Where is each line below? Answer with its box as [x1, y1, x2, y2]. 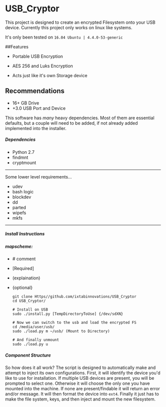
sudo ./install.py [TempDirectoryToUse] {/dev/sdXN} [12, 312, 124, 317]
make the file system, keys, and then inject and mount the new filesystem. [5, 396, 156, 402]
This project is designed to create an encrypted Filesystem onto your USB [5, 19, 156, 25]
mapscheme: [5, 243, 33, 249]
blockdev [12, 194, 31, 200]
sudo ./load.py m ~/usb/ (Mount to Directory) [12, 329, 110, 334]
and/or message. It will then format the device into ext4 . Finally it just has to [5, 391, 159, 397]
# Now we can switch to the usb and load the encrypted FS [12, 320, 137, 325]
